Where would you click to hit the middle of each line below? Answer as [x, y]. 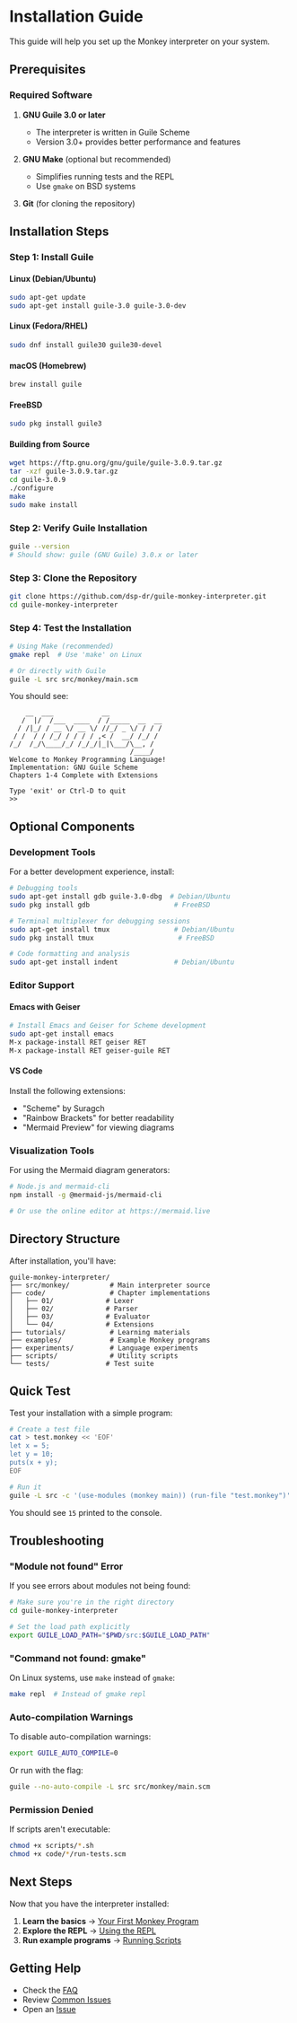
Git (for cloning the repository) [79, 203]
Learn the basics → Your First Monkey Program [110, 1921]
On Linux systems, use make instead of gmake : [92, 1678]
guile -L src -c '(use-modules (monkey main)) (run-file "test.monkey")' [150, 1495]
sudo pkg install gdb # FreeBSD [110, 905]
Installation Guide [76, 17]
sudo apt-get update [48, 298]
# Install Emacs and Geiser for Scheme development [108, 1026]
